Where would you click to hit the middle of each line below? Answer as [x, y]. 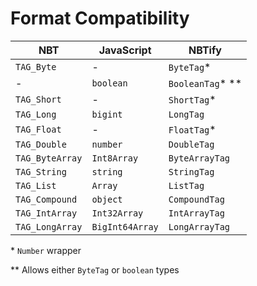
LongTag [186, 114]
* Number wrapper [46, 250]
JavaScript [125, 50]
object [107, 199]
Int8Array [115, 158]
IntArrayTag [196, 213]
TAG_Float [38, 129]
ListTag [186, 185]
